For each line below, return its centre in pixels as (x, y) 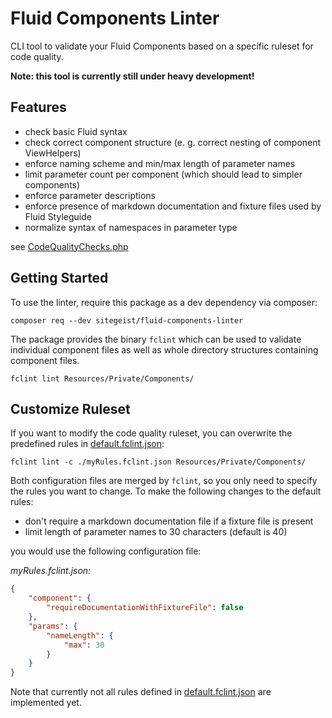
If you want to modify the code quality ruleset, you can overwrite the (151, 433)
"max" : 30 (84, 645)
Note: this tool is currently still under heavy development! (132, 76)
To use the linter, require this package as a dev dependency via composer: (164, 302)
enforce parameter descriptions (90, 195)
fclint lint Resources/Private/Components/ (102, 378)
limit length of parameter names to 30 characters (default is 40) (156, 532)
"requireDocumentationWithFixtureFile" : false (145, 608)
